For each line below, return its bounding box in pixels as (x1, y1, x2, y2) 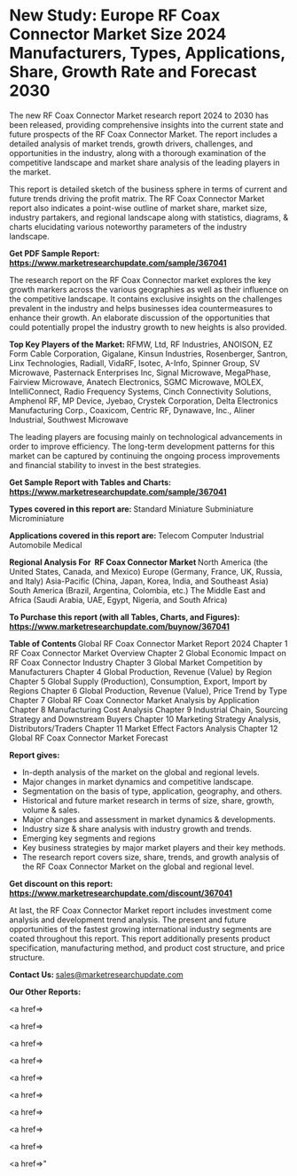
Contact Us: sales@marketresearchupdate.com (9, 968, 184, 980)
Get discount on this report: (9, 878, 113, 889)
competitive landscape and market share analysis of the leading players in (9, 157, 280, 168)
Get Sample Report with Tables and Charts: (9, 476, 171, 488)
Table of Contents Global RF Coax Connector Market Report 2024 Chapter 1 (9, 638, 288, 648)
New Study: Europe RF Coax (9, 5, 221, 26)
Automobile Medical (9, 539, 82, 550)
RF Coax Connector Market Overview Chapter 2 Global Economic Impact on (9, 647, 286, 658)
